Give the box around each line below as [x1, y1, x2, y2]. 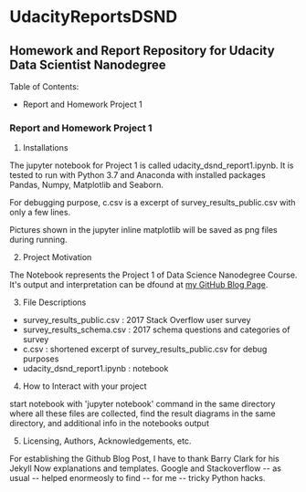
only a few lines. [9, 207, 71, 218]
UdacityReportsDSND [9, 6, 178, 27]
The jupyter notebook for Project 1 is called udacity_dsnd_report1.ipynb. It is [9, 160, 294, 171]
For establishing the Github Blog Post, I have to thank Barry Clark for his [9, 454, 280, 465]
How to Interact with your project [22, 381, 148, 392]
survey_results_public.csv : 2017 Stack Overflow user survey [22, 315, 251, 326]
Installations [22, 142, 69, 153]
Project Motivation [22, 252, 92, 263]
